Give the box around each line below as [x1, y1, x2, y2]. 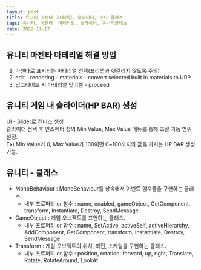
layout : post [6, 8, 39, 15]
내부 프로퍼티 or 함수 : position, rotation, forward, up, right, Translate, [24, 249, 194, 257]
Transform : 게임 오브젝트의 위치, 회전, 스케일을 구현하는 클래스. [15, 242, 166, 249]
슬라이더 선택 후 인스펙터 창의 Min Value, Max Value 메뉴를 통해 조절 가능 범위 [6, 125, 193, 132]
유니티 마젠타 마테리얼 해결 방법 [6, 50, 117, 60]
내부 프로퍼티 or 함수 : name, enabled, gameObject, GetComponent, [24, 200, 191, 207]
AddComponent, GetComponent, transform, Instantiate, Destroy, [24, 228, 185, 235]
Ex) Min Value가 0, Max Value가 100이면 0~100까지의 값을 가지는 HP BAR [6, 140, 185, 147]
